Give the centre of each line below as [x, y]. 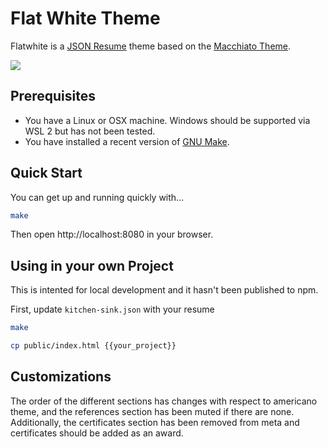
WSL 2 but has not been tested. [90, 131]
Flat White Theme [85, 18]
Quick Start [46, 173]
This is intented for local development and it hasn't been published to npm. [164, 290]
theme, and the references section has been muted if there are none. [152, 411]
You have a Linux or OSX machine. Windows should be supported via [167, 120]
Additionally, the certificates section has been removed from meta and [155, 422]
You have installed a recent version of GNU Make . [127, 141]
